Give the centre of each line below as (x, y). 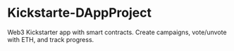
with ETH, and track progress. (51, 39)
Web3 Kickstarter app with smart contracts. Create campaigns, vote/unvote (117, 32)
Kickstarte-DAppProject (79, 13)
